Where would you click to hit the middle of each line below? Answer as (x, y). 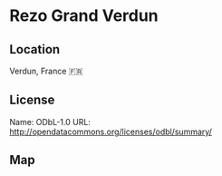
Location (35, 49)
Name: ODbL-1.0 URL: (50, 122)
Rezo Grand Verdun (84, 16)
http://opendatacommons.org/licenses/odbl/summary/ (111, 132)
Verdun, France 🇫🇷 (46, 71)
